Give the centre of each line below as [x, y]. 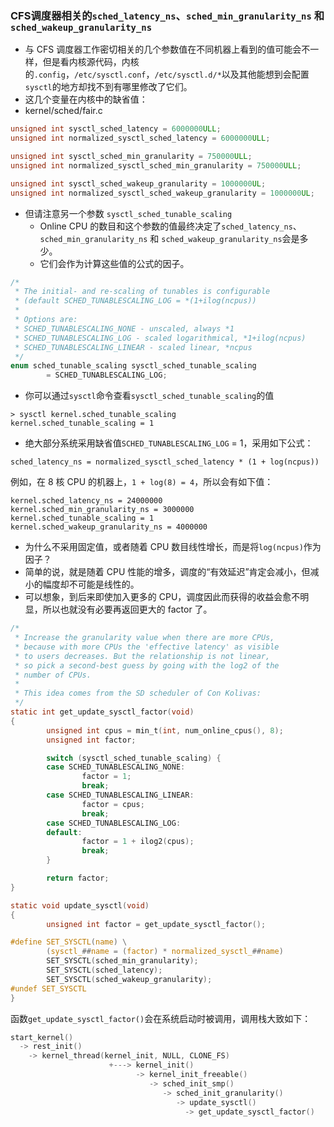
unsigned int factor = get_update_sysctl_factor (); [156, 924]
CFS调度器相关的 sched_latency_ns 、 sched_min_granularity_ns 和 [167, 15]
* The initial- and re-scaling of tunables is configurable [142, 292]
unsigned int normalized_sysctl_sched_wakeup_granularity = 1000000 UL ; [162, 193]
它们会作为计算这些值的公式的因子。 [114, 263]
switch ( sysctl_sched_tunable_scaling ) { [134, 758]
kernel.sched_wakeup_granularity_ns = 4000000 [109, 527]
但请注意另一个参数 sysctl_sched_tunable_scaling [128, 213]
